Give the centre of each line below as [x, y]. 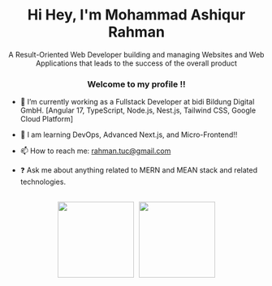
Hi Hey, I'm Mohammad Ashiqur [136, 15]
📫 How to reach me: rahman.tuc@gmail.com [95, 151]
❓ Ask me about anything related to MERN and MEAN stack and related [139, 170]
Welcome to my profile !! [136, 84]
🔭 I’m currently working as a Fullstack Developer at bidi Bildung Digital [137, 102]
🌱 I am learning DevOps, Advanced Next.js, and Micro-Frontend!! [129, 134]
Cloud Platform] [47, 119]
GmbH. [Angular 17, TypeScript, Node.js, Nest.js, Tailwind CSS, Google [138, 110]
